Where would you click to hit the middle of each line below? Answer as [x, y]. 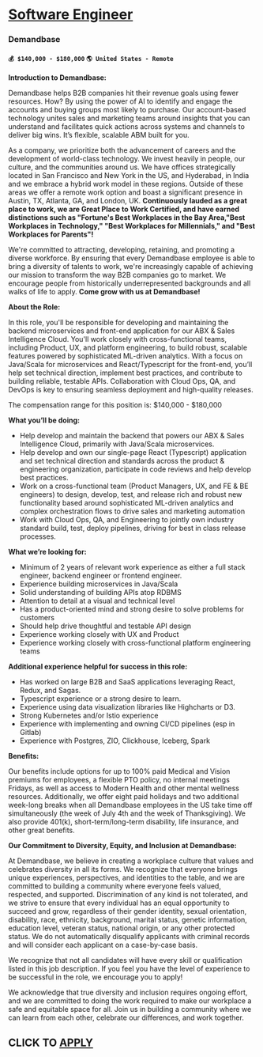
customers [37, 618]
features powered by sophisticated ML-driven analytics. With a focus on [126, 356]
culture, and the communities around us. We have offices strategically [122, 167]
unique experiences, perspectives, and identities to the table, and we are [126, 878]
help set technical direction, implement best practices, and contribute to [125, 373]
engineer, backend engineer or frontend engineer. [101, 576]
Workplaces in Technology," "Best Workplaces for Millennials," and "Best [131, 226]
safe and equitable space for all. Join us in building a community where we [130, 1010]
